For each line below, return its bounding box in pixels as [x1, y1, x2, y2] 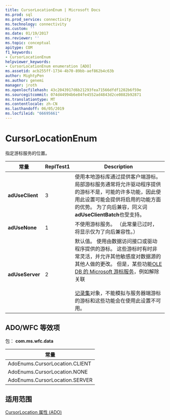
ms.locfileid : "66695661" [5, 111, 60, 116]
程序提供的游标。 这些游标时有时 [75, 245, 153, 252]
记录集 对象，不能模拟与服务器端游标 [75, 289, 161, 297]
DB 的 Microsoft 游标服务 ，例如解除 [75, 268, 159, 275]
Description [104, 163, 133, 170]
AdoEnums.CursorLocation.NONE [8, 368, 88, 375]
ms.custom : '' [5, 26, 35, 31]
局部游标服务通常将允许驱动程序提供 [75, 181, 161, 188]
